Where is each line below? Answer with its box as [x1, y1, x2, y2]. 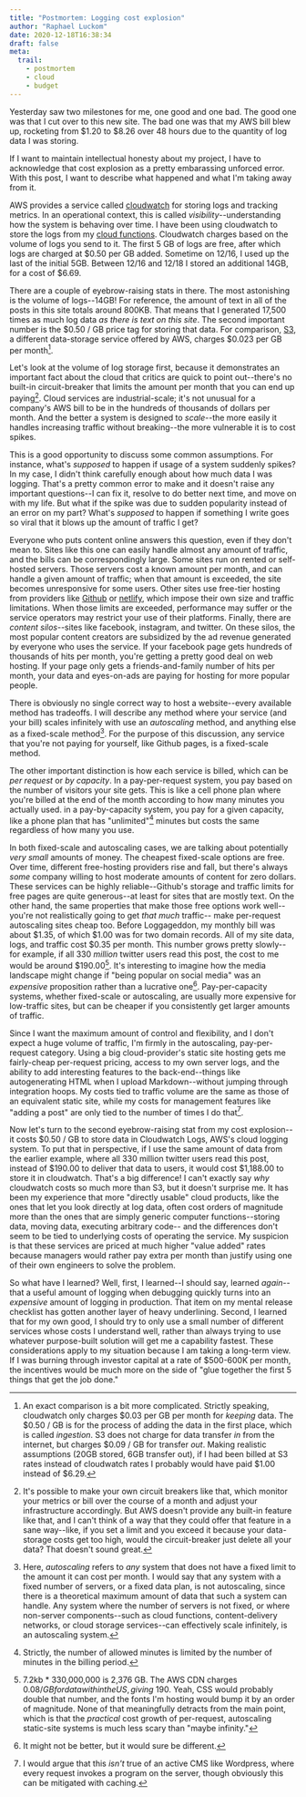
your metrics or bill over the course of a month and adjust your [22, 1495, 258, 1506]
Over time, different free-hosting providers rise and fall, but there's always [9, 862, 289, 873]
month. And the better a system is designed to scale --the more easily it [9, 412, 278, 423]
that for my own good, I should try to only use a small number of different [9, 1316, 284, 1327]
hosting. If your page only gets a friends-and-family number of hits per [9, 660, 276, 671]
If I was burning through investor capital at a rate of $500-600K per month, [9, 1355, 291, 1366]
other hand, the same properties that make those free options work [9, 900, 261, 911]
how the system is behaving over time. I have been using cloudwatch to [9, 219, 278, 230]
